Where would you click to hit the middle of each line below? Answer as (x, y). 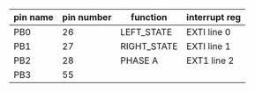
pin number (87, 17)
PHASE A (139, 60)
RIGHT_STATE (149, 46)
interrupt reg (214, 17)
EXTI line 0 (209, 32)
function (149, 17)
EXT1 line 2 (210, 60)
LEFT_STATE (146, 32)
